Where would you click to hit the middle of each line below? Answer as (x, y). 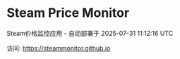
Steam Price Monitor (68, 13)
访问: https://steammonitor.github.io (59, 48)
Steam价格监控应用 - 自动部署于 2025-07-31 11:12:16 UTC (90, 33)
